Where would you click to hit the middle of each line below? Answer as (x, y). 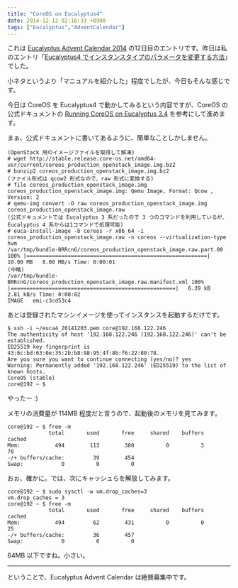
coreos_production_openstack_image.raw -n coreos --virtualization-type (117, 238)
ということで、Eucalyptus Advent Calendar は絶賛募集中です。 (99, 577)
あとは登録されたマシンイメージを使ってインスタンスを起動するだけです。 (115, 315)
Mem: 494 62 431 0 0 (106, 523)
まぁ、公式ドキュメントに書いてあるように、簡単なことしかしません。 (109, 138)
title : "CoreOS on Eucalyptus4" (55, 14)
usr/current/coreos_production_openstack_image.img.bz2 (91, 165)
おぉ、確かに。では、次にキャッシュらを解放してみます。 (91, 478)
